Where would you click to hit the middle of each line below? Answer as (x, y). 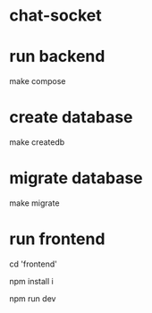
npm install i (31, 281)
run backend (57, 57)
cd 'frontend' (34, 264)
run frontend (57, 239)
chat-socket (55, 16)
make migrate (34, 203)
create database (71, 118)
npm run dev (33, 298)
